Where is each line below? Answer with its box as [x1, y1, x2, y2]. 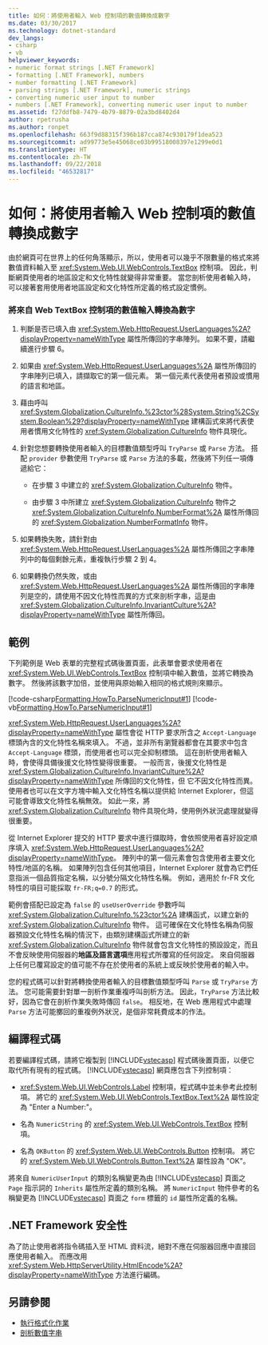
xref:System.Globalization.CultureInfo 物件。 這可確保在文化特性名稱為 [8, 920, 240, 929]
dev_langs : [8, 34, 45, 42]
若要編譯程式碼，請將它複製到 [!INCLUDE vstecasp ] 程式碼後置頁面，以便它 [8, 1055, 255, 1064]
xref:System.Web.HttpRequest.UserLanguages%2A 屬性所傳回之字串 [19, 544, 248, 554]
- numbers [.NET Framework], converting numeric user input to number [8, 101, 248, 109]
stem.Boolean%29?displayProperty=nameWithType [19, 416, 190, 426]
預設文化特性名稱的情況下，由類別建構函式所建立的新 [14, 930, 190, 940]
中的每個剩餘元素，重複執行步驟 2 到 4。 [26, 555, 161, 564]
